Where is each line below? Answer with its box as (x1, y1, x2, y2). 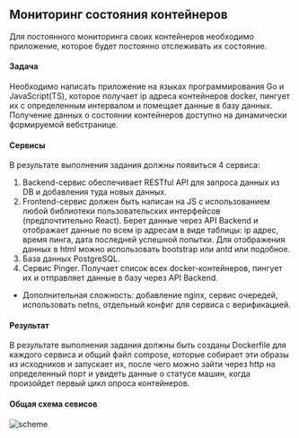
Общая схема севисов (9, 399, 98, 409)
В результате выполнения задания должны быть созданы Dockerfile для (9, 340, 287, 351)
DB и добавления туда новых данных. (22, 187, 168, 197)
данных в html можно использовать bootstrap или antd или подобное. (22, 244, 291, 255)
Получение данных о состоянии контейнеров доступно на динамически (9, 109, 287, 120)
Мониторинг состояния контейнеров (9, 7, 228, 22)
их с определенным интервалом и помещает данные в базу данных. (9, 101, 273, 111)
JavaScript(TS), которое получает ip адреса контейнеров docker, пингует (9, 91, 290, 101)
